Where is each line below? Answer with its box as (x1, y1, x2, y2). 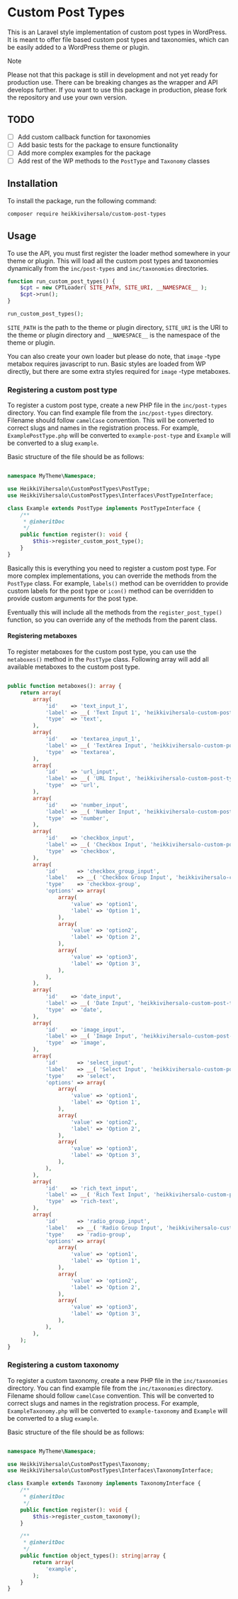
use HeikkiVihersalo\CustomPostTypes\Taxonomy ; (7, 1460, 151, 1468)
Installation (7, 178, 58, 190)
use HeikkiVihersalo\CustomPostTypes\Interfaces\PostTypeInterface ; (7, 492, 214, 499)
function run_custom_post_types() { (7, 278, 115, 285)
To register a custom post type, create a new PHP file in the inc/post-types (7, 401, 227, 409)
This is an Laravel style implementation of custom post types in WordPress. (7, 28, 227, 36)
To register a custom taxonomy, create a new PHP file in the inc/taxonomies (7, 1376, 228, 1384)
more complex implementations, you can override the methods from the (7, 571, 217, 580)
